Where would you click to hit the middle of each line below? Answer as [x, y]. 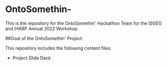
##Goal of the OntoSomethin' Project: [44, 38]
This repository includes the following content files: [58, 48]
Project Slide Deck [32, 58]
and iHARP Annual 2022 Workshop [41, 28]
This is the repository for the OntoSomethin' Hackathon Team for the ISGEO [83, 23]
